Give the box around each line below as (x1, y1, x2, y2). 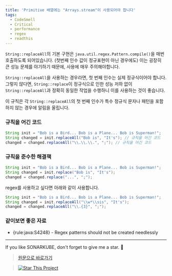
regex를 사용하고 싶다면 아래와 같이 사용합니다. (5, 184, 99, 190)
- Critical (10, 22, 33, 27)
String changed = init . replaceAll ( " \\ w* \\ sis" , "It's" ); (5, 199, 130, 205)
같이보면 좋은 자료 (5, 217, 47, 224)
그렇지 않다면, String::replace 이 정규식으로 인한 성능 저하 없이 (5, 80, 133, 87)
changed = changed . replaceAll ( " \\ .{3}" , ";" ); (5, 204, 106, 209)
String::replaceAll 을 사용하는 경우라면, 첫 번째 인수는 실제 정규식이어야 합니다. (5, 74, 167, 80)
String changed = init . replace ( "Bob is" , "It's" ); (5, 169, 116, 175)
